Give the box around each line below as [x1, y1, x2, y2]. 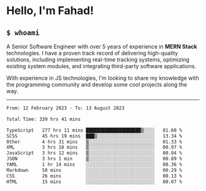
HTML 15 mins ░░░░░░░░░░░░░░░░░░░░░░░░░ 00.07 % [6, 179, 183, 185]
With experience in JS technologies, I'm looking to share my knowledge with [6, 74, 199, 82]
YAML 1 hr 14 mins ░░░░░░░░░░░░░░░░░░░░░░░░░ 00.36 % [6, 162, 183, 168]
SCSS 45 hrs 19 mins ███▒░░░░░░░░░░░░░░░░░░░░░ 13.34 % [6, 133, 183, 139]
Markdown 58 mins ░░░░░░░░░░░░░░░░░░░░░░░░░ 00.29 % [6, 167, 183, 173]
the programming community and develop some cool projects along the [6, 81, 188, 88]
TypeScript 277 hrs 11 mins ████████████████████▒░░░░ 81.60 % [6, 127, 183, 133]
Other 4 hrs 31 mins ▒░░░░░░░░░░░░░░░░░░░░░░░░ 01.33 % [6, 139, 183, 145]
